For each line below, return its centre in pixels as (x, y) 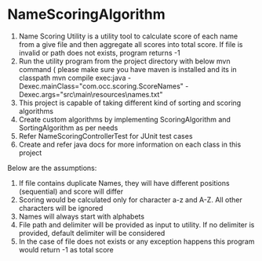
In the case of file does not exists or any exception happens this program (136, 241)
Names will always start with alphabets (82, 216)
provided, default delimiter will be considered (92, 233)
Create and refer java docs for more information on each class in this (130, 144)
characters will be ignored (61, 208)
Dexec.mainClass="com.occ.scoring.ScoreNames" (101, 86)
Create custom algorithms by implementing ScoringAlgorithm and (124, 119)
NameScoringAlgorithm (86, 14)
